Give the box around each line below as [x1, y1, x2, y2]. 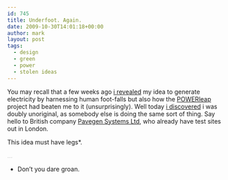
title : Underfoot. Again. [7, 17, 82, 24]
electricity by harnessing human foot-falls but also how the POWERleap [7, 95, 211, 103]
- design [13, 49, 39, 56]
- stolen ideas [13, 68, 58, 75]
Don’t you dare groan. [17, 165, 80, 173]
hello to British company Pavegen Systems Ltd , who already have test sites [7, 117, 222, 125]
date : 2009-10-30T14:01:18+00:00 [7, 23, 104, 30]
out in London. [7, 124, 49, 133]
